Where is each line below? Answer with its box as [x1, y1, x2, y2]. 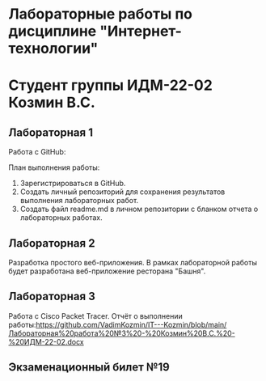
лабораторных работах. [19, 213, 103, 222]
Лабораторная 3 [8, 290, 95, 303]
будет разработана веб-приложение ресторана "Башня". [8, 266, 206, 276]
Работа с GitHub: [8, 147, 66, 157]
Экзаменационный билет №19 [8, 361, 170, 375]
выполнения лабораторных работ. [19, 196, 139, 205]
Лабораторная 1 [8, 125, 93, 139]
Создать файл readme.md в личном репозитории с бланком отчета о [19, 204, 259, 214]
